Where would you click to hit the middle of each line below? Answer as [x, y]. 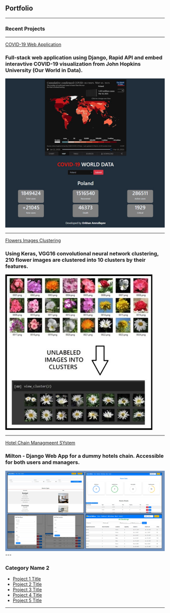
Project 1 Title [27, 579]
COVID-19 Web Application [33, 45]
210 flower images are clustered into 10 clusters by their [75, 260]
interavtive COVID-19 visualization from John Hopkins [73, 64]
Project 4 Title [27, 595]
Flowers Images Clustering [33, 240]
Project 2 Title [27, 584]
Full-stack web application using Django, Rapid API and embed [84, 58]
